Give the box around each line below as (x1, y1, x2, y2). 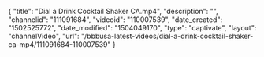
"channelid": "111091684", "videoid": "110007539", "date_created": (8, 15, 223, 24)
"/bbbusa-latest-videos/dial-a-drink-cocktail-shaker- (81, 31, 254, 41)
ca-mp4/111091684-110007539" (8, 40, 112, 49)
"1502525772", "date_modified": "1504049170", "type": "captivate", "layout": (8, 23, 257, 32)
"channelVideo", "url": (8, 31, 80, 41)
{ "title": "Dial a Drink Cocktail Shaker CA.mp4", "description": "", (8, 7, 218, 16)
